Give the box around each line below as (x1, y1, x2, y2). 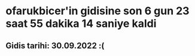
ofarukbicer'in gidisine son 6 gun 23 (5, 4, 190, 18)
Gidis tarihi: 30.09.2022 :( (5, 41, 105, 51)
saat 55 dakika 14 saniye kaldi (5, 17, 157, 30)
